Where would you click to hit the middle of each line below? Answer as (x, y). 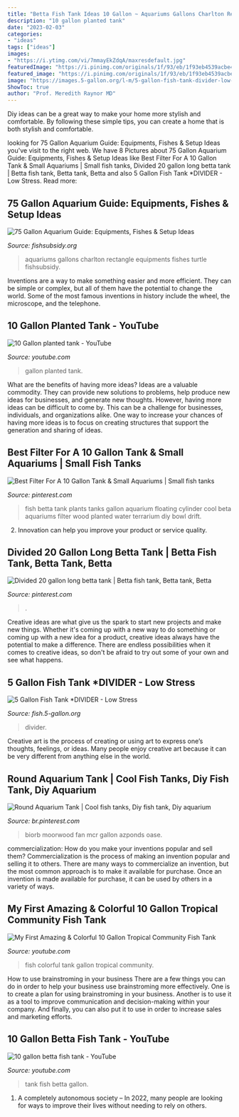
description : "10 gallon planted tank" (67, 21)
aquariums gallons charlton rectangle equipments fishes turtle (116, 259)
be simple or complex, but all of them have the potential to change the (110, 288)
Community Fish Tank (57, 920)
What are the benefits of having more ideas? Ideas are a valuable (102, 384)
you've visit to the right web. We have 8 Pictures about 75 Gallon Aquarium (117, 151)
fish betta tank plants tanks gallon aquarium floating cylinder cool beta (128, 508)
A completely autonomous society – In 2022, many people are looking (120, 1098)
